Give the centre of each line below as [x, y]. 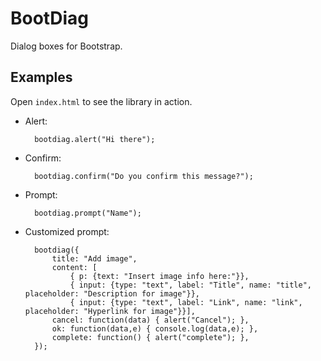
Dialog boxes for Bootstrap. [66, 46]
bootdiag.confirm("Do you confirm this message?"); [144, 176]
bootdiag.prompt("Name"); [88, 213]
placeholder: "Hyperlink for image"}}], [110, 311]
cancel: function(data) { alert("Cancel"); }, [150, 320]
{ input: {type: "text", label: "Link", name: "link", [186, 302]
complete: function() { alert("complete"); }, [150, 337]
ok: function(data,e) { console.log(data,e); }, [155, 328]
